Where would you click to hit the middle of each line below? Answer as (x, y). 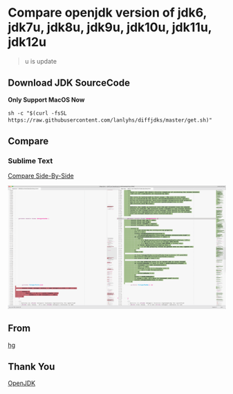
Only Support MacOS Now (46, 100)
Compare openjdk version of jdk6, (107, 13)
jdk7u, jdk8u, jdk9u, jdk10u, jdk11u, (110, 27)
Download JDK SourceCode (69, 83)
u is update (41, 61)
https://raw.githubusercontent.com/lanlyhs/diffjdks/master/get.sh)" (110, 120)
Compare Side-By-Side (41, 176)
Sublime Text (30, 161)
